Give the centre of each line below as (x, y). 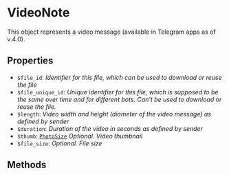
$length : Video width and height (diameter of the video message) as (114, 114)
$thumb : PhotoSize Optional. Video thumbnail (80, 136)
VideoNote (39, 13)
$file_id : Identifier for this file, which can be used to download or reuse (119, 77)
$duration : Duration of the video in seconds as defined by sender (110, 128)
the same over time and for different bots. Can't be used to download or (119, 99)
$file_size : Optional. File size (59, 143)
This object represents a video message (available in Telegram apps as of (111, 32)
